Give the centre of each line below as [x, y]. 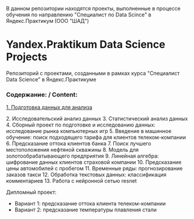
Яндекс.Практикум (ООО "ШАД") [48, 21]
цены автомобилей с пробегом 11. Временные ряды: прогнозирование [94, 169]
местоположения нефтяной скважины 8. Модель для [72, 150]
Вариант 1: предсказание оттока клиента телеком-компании [90, 204]
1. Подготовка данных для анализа [49, 107]
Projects [27, 57]
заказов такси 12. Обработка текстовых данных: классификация [86, 174]
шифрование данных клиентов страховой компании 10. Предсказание [94, 162]
